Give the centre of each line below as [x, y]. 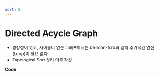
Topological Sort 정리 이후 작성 [42, 60]
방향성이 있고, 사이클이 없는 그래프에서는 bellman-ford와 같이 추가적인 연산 [83, 47]
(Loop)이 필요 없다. [30, 53]
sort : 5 [13, 9]
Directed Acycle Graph [51, 33]
